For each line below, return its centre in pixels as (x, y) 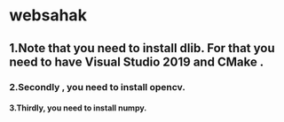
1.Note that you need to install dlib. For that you (142, 48)
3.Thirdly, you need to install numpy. (78, 108)
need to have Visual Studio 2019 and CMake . (137, 61)
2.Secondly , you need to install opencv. (98, 87)
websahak (48, 15)
